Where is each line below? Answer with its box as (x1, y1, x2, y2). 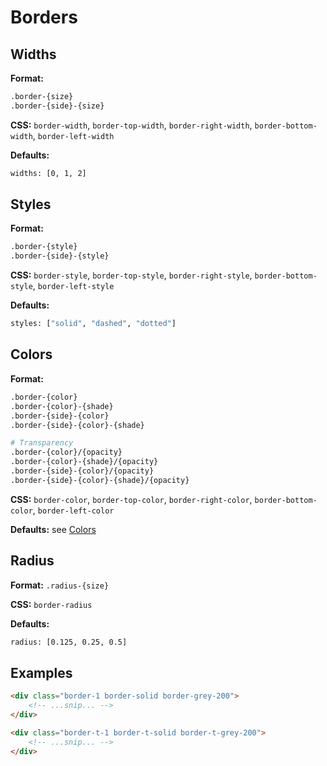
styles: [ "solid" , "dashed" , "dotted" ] (10, 319, 177, 329)
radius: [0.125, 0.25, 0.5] (10, 637, 128, 647)
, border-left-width (32, 129, 115, 141)
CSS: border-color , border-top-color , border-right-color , (10, 493, 253, 505)
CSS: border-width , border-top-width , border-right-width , (10, 119, 253, 131)
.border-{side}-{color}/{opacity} (10, 466, 155, 476)
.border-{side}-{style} (10, 251, 110, 261)
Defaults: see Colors (10, 523, 97, 535)
